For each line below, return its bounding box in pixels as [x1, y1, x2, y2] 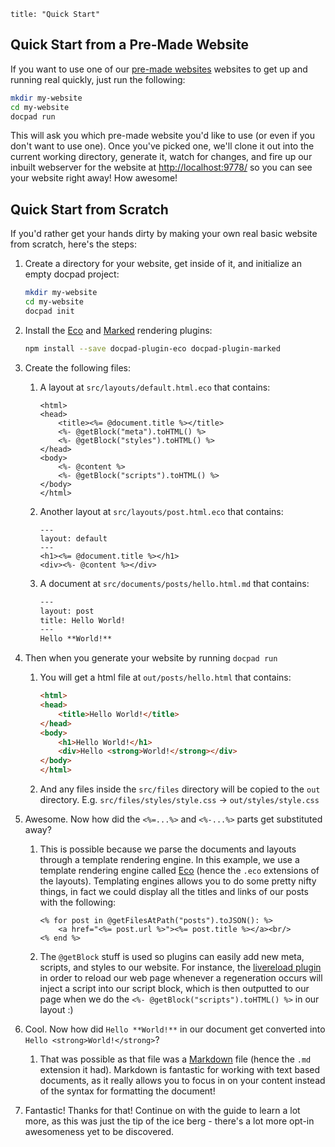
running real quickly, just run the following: [10, 73, 186, 85]
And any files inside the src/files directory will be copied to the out [39, 783, 321, 795]
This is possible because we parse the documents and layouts [39, 843, 297, 855]
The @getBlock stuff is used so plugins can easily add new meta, [39, 951, 305, 962]
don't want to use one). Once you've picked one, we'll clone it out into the [10, 140, 315, 152]
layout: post [39, 606, 95, 616]
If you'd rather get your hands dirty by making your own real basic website [10, 228, 318, 240]
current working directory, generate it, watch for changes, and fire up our [10, 151, 313, 163]
